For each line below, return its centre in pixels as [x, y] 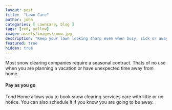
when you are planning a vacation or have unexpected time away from [80, 68]
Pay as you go [20, 85]
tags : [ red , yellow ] [27, 29]
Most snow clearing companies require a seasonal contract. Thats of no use [85, 62]
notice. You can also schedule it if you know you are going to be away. [80, 102]
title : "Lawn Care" [27, 15]
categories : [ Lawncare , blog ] [40, 24]
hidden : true [19, 48]
